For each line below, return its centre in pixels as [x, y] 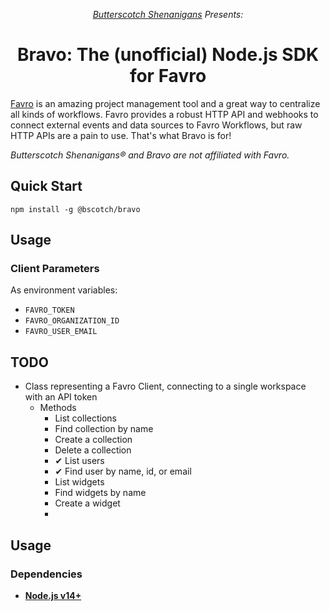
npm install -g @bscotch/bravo [75, 209]
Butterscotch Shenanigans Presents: [168, 14]
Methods [58, 408]
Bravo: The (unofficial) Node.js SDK [168, 55]
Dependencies [46, 574]
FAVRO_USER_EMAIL [61, 332]
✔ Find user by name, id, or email [123, 471]
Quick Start [46, 186]
